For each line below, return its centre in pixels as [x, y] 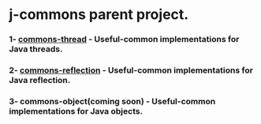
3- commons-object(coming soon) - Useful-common [112, 101]
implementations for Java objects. [76, 111]
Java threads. [36, 49]
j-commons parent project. [99, 15]
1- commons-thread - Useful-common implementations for [124, 39]
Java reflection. [40, 81]
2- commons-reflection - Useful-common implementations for [131, 70]
